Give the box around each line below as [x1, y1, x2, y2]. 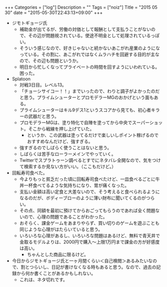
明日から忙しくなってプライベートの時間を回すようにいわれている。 [19, 64, 160, 70]
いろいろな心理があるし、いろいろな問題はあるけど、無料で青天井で [19, 233, 160, 238]
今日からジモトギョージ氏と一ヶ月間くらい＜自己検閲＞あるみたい [12, 258, 148, 263]
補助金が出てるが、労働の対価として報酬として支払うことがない [19, 26, 151, 32]
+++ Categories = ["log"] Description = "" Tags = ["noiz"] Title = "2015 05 [5, 5, 157, 10]
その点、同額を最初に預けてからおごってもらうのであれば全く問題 [19, 208, 156, 213]
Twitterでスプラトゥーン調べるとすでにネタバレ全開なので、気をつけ [19, 157, 161, 163]
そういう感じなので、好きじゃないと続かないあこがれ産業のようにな [19, 45, 160, 51]
